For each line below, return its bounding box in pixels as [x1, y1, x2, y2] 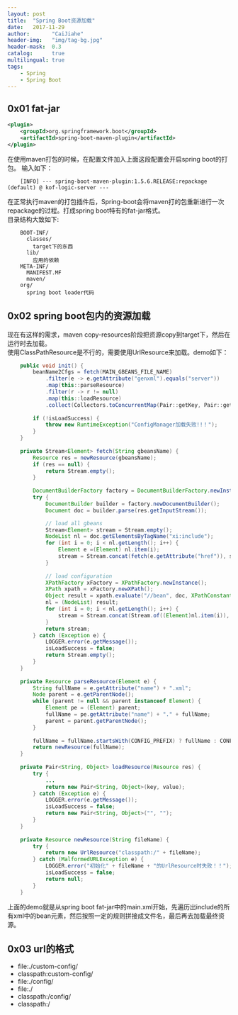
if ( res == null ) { [33, 461, 91, 468]
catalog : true [7, 50, 65, 57]
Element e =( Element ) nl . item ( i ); [57, 546, 160, 554]
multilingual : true [7, 57, 65, 64]
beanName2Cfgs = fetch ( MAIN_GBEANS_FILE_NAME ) [33, 369, 173, 376]
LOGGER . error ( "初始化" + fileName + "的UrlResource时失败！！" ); [45, 863, 233, 870]
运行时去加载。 [7, 339, 51, 347]
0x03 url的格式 [7, 943, 74, 955]
